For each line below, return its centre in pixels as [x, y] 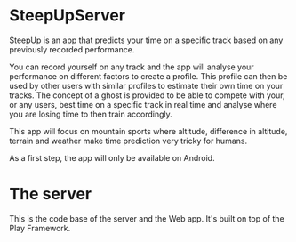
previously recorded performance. [72, 49]
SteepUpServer [68, 16]
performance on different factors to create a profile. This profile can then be [148, 76]
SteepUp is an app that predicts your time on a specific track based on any [146, 40]
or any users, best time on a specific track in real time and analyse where [143, 104]
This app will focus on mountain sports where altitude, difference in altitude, [148, 131]
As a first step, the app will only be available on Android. [112, 157]
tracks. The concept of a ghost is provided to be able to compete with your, [147, 95]
